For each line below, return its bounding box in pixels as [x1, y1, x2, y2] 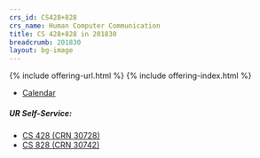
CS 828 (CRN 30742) [21, 139, 100, 151]
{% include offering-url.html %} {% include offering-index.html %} [9, 70, 252, 81]
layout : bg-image [9, 46, 74, 55]
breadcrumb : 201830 [9, 37, 82, 47]
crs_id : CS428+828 [9, 12, 77, 22]
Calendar [21, 88, 56, 99]
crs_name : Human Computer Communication [9, 21, 162, 30]
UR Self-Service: [9, 107, 73, 118]
